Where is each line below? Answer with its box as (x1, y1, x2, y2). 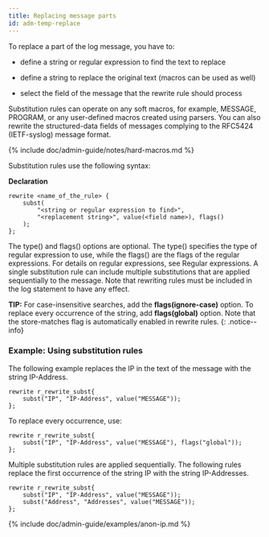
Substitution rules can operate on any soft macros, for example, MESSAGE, (8, 104, 257, 114)
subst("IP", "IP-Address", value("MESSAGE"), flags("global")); (22, 438, 243, 447)
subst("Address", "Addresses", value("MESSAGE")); (22, 498, 196, 506)
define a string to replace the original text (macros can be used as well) (19, 72, 256, 82)
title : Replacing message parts (8, 11, 116, 20)
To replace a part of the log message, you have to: (8, 41, 175, 51)
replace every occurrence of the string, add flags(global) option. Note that (8, 308, 256, 318)
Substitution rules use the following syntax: (8, 160, 151, 170)
